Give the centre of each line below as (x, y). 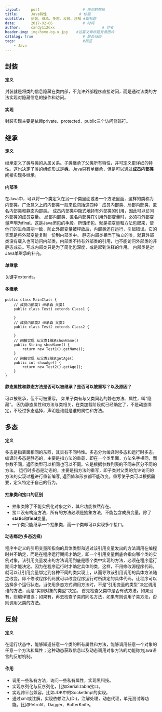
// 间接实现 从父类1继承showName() (46, 340)
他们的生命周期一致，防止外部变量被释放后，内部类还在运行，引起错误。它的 (81, 229)
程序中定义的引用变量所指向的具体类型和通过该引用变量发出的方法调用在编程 (81, 548)
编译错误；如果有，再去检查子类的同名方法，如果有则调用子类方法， (85, 597)
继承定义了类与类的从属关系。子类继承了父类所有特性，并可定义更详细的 (77, 163)
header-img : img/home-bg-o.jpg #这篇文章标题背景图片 (60, 32)
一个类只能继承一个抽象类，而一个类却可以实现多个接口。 (69, 524)
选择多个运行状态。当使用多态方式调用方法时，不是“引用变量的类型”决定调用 (81, 584)
